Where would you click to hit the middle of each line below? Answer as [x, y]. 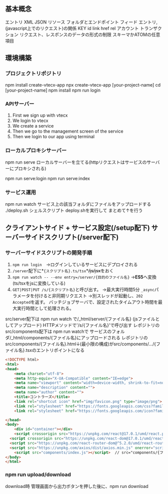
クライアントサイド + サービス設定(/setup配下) [77, 227]
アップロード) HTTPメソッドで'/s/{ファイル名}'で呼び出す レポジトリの [87, 325]
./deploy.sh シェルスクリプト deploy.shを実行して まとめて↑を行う [74, 210]
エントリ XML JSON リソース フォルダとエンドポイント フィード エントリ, [81, 22]
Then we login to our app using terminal [53, 136]
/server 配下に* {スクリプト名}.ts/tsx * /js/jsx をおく [63, 271]
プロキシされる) [30, 169]
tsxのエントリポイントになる [55, 350]
